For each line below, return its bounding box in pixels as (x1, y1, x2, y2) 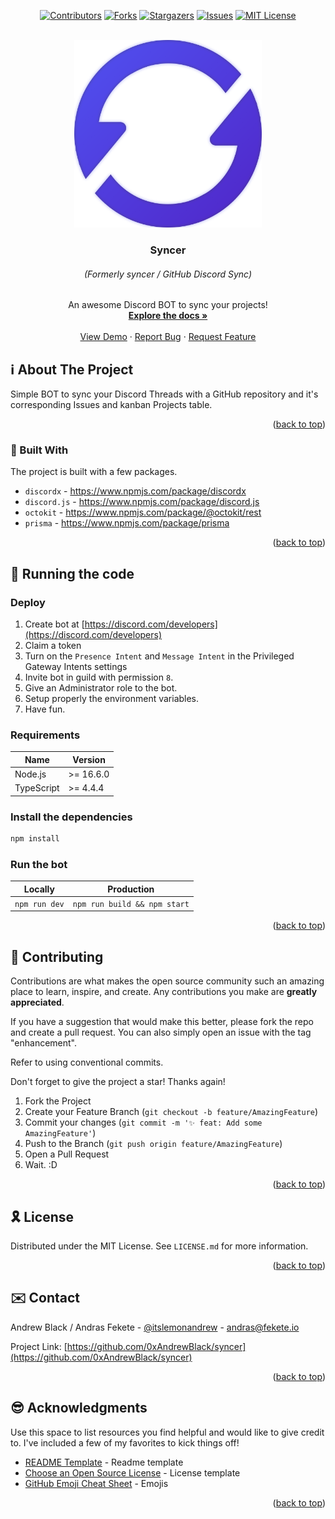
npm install (10, 834, 60, 844)
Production (107, 883, 155, 895)
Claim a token (24, 639, 82, 651)
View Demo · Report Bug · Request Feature (79, 331, 257, 343)
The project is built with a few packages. (10, 466, 178, 478)
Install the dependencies (10, 810, 133, 824)
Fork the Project (24, 1095, 92, 1107)
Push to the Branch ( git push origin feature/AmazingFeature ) (24, 1138, 283, 1150)
